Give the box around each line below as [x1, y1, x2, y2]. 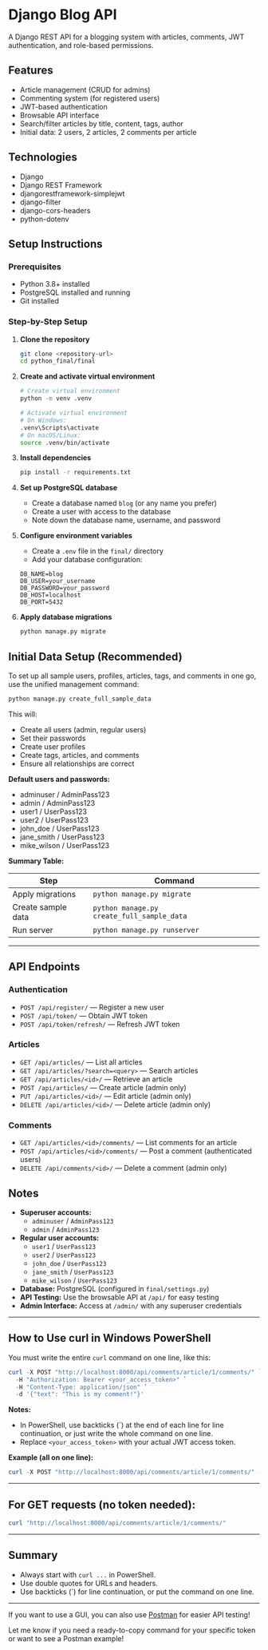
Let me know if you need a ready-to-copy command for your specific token [8, 1625, 256, 1635]
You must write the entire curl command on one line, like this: [8, 1352, 211, 1362]
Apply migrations [12, 888, 77, 899]
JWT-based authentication [19, 101, 108, 111]
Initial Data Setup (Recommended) [8, 649, 183, 664]
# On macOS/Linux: [19, 431, 81, 439]
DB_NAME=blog [19, 570, 64, 578]
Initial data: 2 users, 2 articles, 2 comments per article [19, 127, 197, 137]
